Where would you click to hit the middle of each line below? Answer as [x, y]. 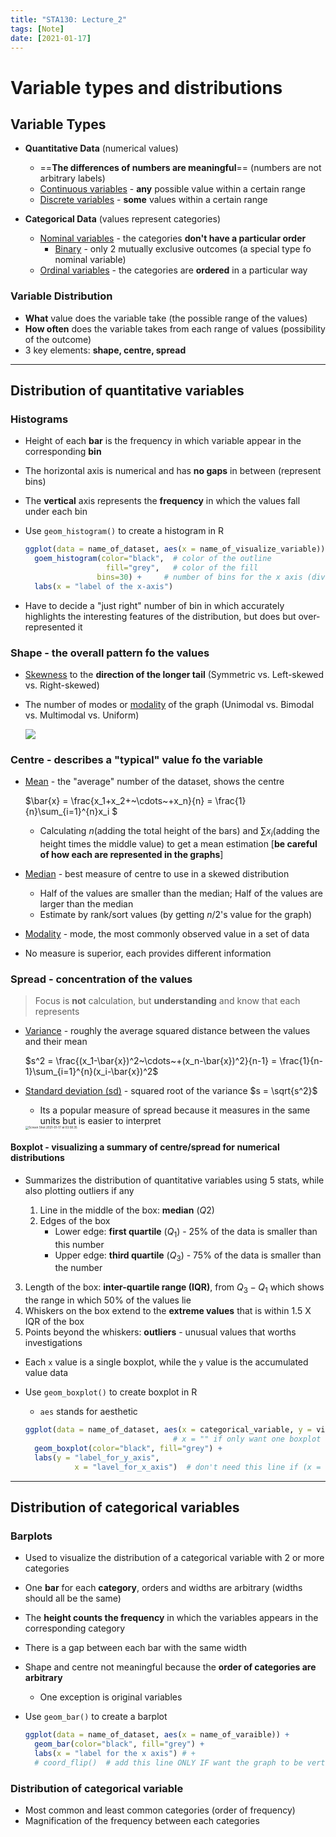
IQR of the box [54, 1322]
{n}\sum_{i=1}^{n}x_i [67, 812]
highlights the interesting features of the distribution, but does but [160, 616]
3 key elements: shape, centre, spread [105, 350]
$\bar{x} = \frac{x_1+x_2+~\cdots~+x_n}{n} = [118, 801]
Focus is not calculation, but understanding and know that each [167, 1001]
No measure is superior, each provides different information [148, 953]
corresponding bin [63, 452]
